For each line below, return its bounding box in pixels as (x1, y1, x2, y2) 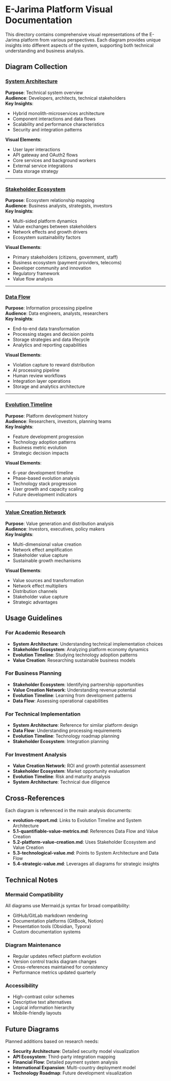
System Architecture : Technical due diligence (12, 779, 110, 785)
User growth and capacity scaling (12, 486, 84, 492)
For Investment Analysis (5, 751, 67, 758)
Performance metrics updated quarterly (12, 970, 96, 976)
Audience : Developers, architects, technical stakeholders (5, 95, 126, 101)
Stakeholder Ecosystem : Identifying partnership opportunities (12, 681, 144, 687)
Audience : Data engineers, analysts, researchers (5, 310, 108, 316)
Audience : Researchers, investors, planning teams (5, 418, 111, 424)
